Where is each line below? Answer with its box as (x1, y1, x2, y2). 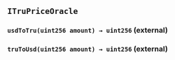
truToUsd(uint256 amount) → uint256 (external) (7, 44, 168, 54)
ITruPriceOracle (7, 6, 78, 17)
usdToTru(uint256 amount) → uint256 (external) (7, 25, 168, 35)
